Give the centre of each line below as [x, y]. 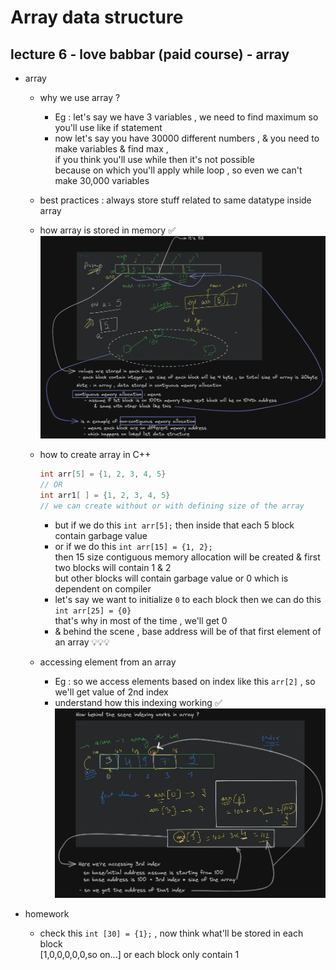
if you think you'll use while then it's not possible [154, 159]
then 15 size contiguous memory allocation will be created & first [187, 557]
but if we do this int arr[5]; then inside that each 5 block [174, 525]
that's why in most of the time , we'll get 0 [141, 620]
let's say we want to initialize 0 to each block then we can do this [188, 599]
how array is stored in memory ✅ [107, 230]
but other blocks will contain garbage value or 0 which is [171, 578]
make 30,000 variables [102, 180]
